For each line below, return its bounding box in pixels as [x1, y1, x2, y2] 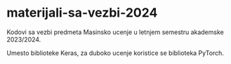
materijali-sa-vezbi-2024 [6, 5, 158, 21]
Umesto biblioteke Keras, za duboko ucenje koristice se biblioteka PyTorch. [6, 49, 224, 57]
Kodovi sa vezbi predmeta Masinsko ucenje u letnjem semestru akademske [6, 28, 224, 36]
